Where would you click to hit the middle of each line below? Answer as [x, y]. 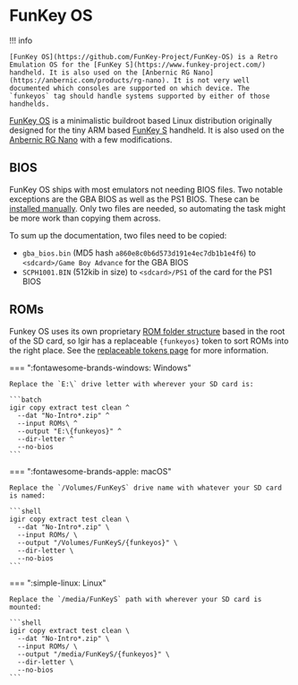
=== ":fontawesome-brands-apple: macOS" [90, 471]
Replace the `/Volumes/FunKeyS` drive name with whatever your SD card [145, 488]
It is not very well [212, 80]
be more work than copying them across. [85, 218]
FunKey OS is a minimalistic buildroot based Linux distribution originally [141, 120]
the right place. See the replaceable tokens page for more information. [139, 350]
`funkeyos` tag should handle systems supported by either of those [140, 96]
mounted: [26, 607]
